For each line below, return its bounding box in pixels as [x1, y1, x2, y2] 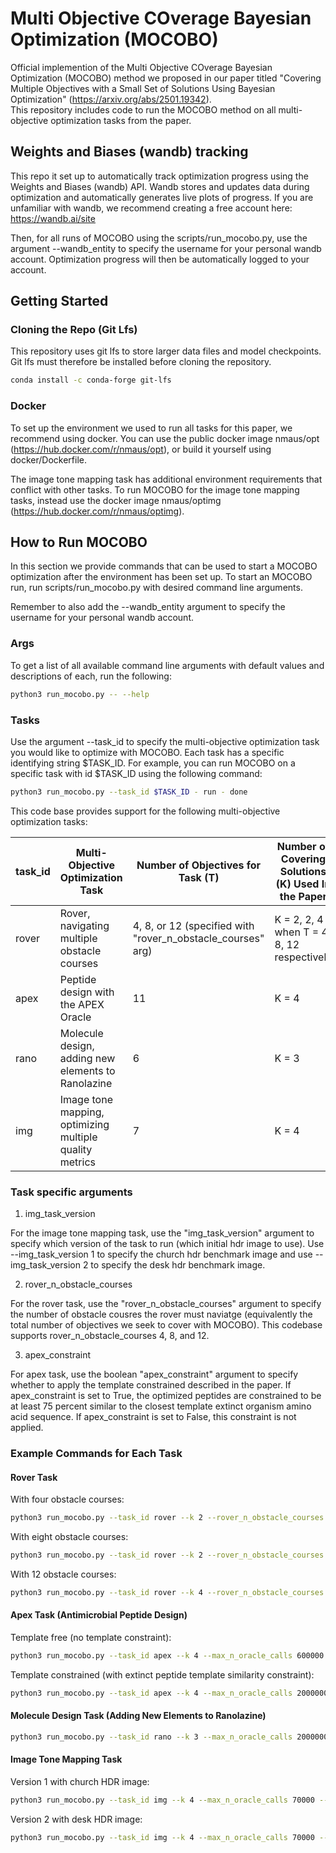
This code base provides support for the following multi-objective [10, 805, 281, 817]
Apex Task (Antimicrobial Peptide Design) [10, 1609, 188, 1621]
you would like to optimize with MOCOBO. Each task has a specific [10, 746, 285, 758]
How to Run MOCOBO [10, 534, 148, 551]
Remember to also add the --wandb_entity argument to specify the [10, 601, 286, 613]
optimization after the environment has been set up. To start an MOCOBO [10, 571, 313, 583]
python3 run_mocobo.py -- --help [10, 689, 150, 699]
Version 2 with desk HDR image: [10, 1813, 143, 1825]
